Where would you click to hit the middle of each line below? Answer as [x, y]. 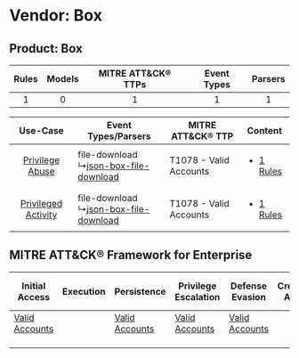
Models [63, 79]
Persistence [140, 291]
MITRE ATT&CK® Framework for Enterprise [131, 255]
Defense [248, 286]
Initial [34, 286]
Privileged [41, 203]
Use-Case [41, 130]
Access [34, 297]
